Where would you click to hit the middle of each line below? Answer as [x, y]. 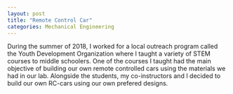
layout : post [26, 14]
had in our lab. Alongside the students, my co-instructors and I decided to [114, 76]
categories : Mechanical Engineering [61, 26]
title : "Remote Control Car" [50, 20]
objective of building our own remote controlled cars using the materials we [116, 69]
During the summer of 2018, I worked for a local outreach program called [113, 47]
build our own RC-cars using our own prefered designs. [88, 84]
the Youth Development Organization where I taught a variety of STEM [109, 54]
